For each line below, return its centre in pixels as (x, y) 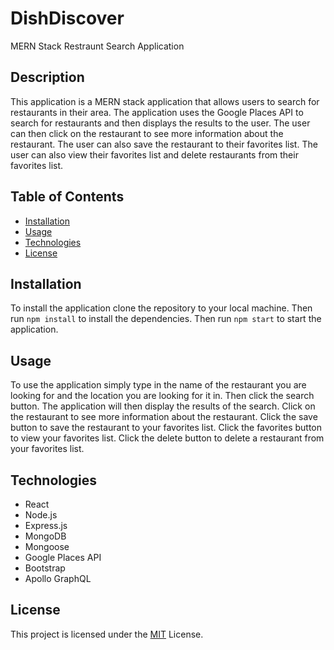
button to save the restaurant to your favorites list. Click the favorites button (166, 428)
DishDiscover (67, 18)
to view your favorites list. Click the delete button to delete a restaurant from (167, 438)
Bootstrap (45, 568)
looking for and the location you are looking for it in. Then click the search (162, 396)
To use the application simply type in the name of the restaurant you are (158, 385)
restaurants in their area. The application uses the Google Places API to (157, 112)
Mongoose (47, 546)
